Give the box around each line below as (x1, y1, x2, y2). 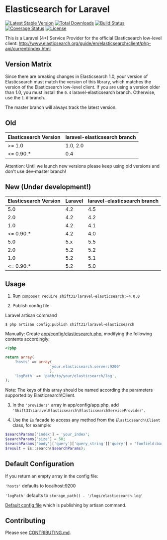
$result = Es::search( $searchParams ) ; (5, 446, 85, 451)
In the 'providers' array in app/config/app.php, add (12, 402, 119, 408)
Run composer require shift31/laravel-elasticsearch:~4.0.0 (12, 293, 140, 299)
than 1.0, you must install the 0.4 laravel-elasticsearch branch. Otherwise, (5, 89, 156, 95)
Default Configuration (5, 460, 75, 468)
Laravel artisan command (5, 312, 57, 318)
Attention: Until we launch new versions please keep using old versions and (5, 163, 160, 169)
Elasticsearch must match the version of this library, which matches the (5, 78, 152, 84)
